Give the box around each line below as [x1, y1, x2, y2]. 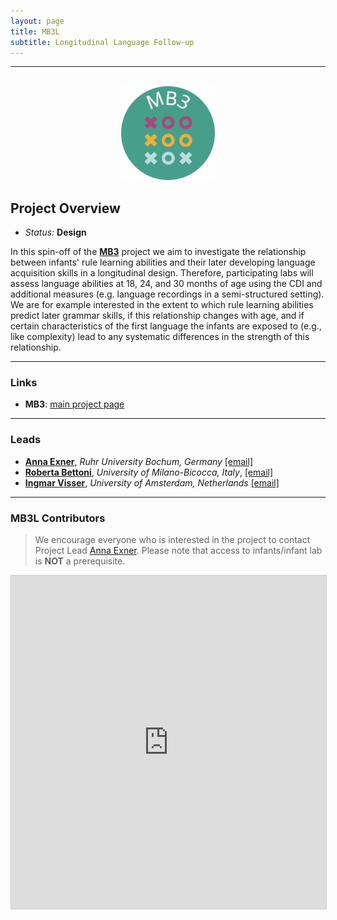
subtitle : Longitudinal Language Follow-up [10, 37, 195, 47]
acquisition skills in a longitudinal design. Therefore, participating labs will [10, 267, 314, 279]
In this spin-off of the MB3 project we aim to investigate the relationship [10, 246, 307, 258]
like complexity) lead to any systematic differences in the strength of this [10, 331, 310, 343]
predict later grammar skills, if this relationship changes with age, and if [10, 310, 305, 322]
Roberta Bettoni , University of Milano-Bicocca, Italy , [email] [24, 466, 274, 478]
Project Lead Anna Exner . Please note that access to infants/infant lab [34, 545, 323, 557]
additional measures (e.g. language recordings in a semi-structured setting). [10, 288, 325, 300]
